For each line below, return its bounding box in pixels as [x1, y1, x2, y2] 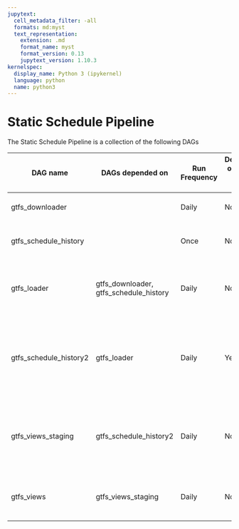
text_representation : [14, 30, 78, 38]
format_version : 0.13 [20, 51, 84, 58]
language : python [14, 76, 65, 84]
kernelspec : [7, 63, 43, 71]
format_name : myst [20, 43, 75, 51]
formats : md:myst [14, 24, 65, 31]
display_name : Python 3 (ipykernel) [14, 70, 122, 77]
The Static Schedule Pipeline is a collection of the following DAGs [7, 138, 199, 146]
